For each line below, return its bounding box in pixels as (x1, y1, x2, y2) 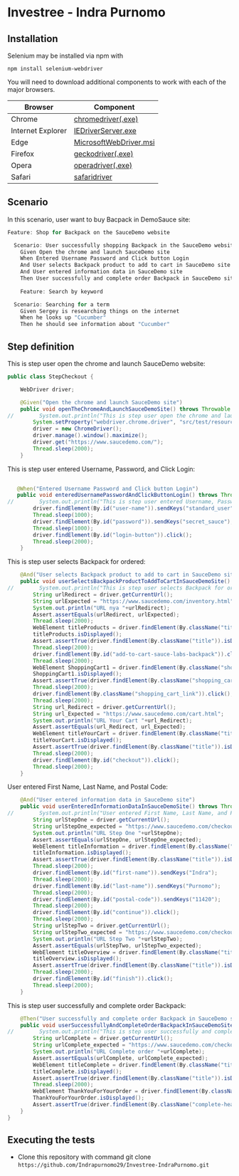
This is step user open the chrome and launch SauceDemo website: (7, 359, 206, 367)
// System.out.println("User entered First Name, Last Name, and (7, 809, 228, 817)
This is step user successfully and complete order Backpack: (7, 1001, 186, 1009)
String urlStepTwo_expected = (33, 928, 122, 936)
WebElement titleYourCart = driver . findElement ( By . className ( (33, 730, 221, 737)
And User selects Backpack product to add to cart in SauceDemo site (20, 261, 231, 269)
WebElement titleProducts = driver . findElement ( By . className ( (33, 624, 221, 631)
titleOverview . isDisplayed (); (33, 955, 122, 962)
